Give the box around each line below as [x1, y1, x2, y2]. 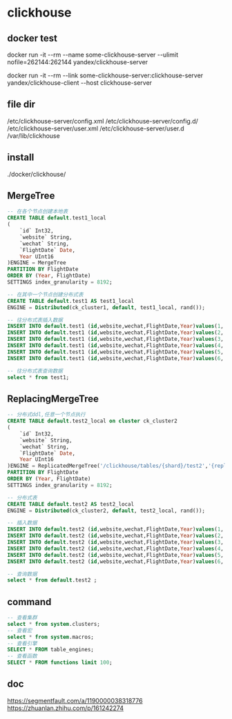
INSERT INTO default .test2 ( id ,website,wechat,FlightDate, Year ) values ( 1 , [7, 526, 224, 533]
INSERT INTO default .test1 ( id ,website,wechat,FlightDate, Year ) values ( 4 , [7, 342, 224, 349]
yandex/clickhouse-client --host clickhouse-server [7, 79, 153, 87]
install [7, 152, 35, 164]
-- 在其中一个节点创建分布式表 [7, 291, 84, 298]
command [7, 595, 52, 608]
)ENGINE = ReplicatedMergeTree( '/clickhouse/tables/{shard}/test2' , [7, 462, 209, 470]
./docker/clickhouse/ [7, 170, 66, 178]
